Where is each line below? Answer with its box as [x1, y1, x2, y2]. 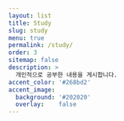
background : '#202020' [15, 93, 91, 101]
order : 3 [8, 49, 38, 57]
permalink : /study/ [8, 41, 74, 49]
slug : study [8, 26, 48, 34]
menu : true [8, 33, 45, 42]
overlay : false [15, 100, 78, 108]
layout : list [8, 11, 52, 20]
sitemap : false [8, 57, 59, 64]
